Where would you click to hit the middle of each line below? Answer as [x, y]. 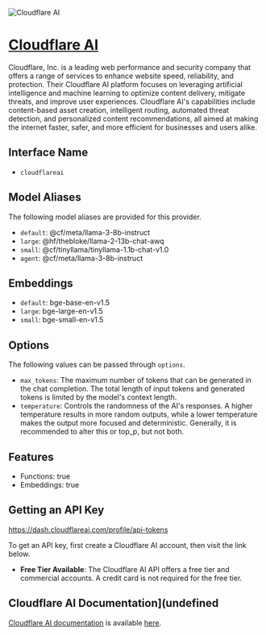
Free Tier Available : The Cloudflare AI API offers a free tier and [125, 569]
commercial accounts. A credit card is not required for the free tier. [131, 578]
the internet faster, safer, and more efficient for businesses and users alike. [133, 127]
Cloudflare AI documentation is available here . [85, 623]
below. [19, 554]
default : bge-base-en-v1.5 [65, 303]
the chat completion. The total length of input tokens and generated [132, 389]
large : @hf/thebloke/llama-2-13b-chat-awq [92, 241]
